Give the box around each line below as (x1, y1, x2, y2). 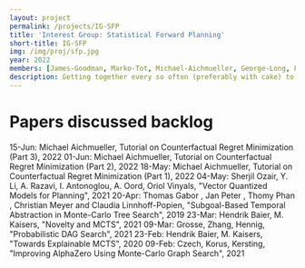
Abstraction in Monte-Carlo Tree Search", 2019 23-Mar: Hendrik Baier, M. (9, 209, 284, 220)
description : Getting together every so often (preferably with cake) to (9, 73, 295, 82)
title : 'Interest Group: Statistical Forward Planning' (9, 30, 225, 39)
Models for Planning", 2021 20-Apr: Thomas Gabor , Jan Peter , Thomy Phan (9, 190, 295, 201)
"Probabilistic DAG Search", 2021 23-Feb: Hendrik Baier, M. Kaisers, (9, 228, 263, 239)
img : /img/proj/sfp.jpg (9, 47, 100, 56)
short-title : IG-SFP (9, 38, 88, 48)
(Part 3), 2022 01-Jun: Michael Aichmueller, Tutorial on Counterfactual (9, 151, 272, 162)
